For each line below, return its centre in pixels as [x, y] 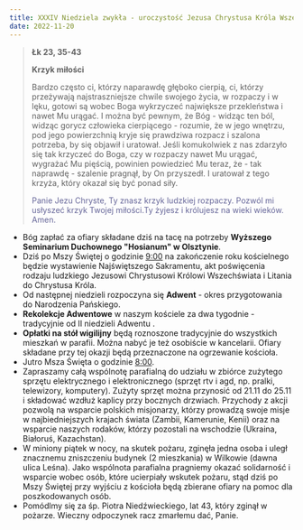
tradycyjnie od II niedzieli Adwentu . [88, 323]
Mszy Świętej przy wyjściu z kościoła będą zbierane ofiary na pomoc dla [157, 486]
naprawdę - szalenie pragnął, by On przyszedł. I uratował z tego [151, 173]
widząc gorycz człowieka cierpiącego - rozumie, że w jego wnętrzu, [158, 125]
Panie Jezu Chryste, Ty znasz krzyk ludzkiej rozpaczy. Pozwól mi [153, 200]
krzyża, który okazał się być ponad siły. [105, 182]
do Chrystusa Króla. [60, 284]
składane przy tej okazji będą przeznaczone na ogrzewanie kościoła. [150, 352]
